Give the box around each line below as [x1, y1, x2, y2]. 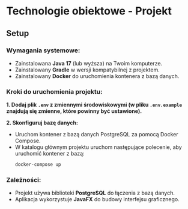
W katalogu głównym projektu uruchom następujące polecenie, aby [14, 144, 182, 151]
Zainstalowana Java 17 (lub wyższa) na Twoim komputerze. [14, 59, 163, 67]
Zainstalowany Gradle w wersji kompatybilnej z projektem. [14, 66, 160, 73]
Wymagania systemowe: [6, 46, 80, 55]
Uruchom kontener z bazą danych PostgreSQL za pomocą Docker [14, 131, 178, 138]
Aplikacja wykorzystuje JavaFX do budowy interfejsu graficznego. [14, 196, 180, 203]
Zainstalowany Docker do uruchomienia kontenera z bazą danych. [14, 72, 180, 79]
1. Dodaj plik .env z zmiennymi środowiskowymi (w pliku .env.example [6, 101, 182, 109]
